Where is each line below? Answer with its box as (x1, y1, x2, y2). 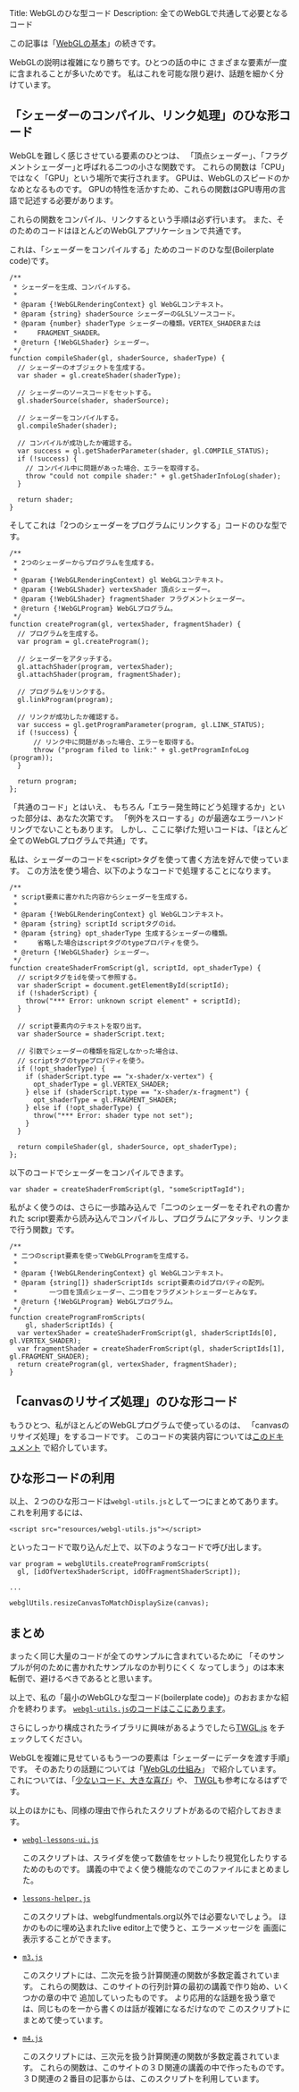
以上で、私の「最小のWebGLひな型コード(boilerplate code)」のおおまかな (9, 1692, 281, 1703)
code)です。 (9, 255, 54, 266)
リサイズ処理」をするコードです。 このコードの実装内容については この (9, 1430, 269, 1442)
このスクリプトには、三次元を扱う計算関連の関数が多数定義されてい (21, 2051, 273, 2062)
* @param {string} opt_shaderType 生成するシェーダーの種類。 (12, 928, 232, 937)
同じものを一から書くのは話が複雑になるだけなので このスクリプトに (37, 2003, 291, 2014)
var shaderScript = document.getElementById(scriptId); (17, 980, 229, 990)
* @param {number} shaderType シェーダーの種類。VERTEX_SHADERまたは (12, 318, 262, 328)
